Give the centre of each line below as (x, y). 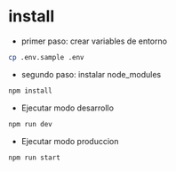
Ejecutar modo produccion (70, 141)
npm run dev (30, 124)
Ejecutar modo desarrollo (68, 108)
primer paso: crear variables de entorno (94, 41)
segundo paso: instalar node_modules (91, 74)
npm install (30, 91)
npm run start (35, 158)
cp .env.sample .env (47, 57)
